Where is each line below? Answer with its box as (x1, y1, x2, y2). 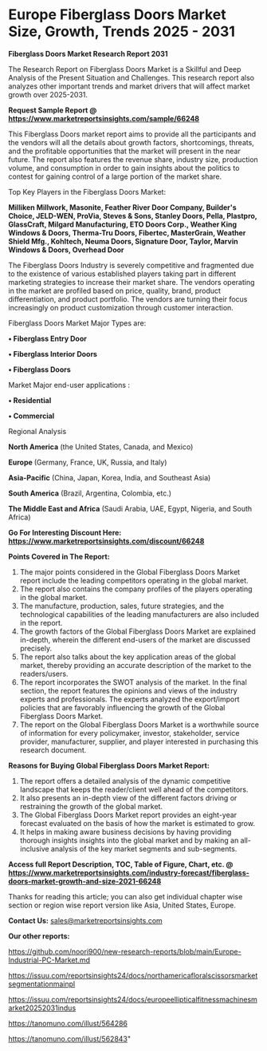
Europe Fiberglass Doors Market (8, 6, 226, 24)
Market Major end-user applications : (8, 380, 130, 389)
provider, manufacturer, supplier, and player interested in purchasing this (19, 737, 259, 746)
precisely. (19, 643, 53, 653)
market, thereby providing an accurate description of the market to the (19, 660, 252, 670)
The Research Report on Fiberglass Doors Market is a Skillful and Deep (8, 64, 241, 73)
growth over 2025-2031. (8, 89, 88, 99)
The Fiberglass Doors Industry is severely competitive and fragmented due (8, 260, 254, 270)
